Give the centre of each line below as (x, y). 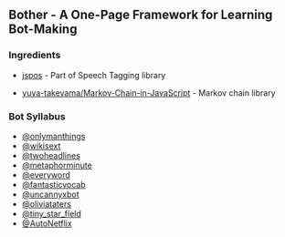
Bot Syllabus (37, 116)
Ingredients (35, 56)
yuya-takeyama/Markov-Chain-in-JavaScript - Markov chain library (148, 93)
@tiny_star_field (51, 213)
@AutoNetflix (47, 223)
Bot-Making (43, 30)
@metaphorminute (57, 165)
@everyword (46, 175)
